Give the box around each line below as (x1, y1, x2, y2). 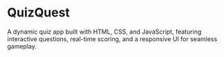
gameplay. (7, 42, 37, 50)
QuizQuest (7, 5, 71, 21)
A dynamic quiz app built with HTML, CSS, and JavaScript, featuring (7, 27, 202, 36)
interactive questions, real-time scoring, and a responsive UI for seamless (7, 34, 218, 43)
